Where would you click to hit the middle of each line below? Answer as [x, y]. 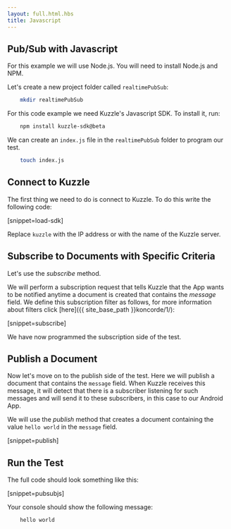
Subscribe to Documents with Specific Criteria [111, 256]
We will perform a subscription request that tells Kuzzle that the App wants [115, 287]
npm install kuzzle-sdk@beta [63, 127]
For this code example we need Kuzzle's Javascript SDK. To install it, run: [114, 114]
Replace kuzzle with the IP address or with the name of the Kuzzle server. [114, 234]
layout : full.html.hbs [40, 14]
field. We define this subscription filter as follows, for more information [110, 302]
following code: [30, 207]
